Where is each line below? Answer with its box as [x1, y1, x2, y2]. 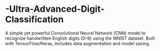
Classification [5, 14, 64, 25]
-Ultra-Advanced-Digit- [5, 3, 105, 15]
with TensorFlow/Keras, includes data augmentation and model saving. [5, 40, 151, 46]
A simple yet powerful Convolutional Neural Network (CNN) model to [5, 30, 146, 36]
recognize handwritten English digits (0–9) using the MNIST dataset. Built [5, 35, 155, 41]
